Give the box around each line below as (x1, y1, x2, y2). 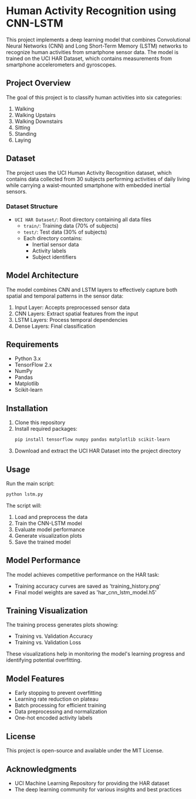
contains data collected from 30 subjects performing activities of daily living (6, 175, 190, 182)
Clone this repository (14, 419, 66, 426)
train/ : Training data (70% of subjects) (23, 222, 119, 229)
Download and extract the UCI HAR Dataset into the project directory (14, 447, 181, 454)
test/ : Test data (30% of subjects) (23, 228, 107, 235)
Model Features (6, 674, 65, 684)
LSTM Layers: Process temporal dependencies (14, 316, 128, 323)
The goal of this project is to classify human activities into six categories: (6, 94, 182, 101)
